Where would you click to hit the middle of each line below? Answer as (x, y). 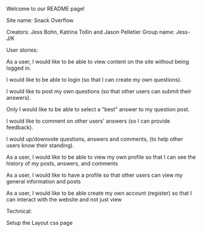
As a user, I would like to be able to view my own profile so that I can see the (101, 157)
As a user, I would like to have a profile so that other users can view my (94, 175)
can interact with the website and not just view (64, 200)
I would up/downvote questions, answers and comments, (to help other (95, 139)
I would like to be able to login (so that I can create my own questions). (94, 80)
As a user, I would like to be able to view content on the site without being (98, 62)
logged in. (19, 68)
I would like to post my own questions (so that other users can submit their (99, 91)
